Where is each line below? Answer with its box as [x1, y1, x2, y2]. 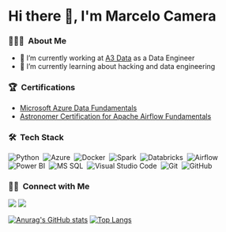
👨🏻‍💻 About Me [8, 36, 67, 47]
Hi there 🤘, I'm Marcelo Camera [8, 7, 217, 25]
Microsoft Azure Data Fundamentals [19, 103, 137, 112]
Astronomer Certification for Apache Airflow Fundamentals [19, 111, 212, 121]
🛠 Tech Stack [8, 131, 65, 143]
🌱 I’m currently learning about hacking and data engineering [19, 62, 216, 71]
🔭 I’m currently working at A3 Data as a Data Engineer [19, 53, 195, 63]
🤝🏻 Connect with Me [8, 181, 90, 192]
